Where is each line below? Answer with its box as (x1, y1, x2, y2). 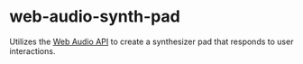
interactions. (9, 45, 56, 56)
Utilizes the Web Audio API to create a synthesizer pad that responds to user (9, 36, 294, 47)
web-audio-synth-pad (9, 6, 180, 27)
